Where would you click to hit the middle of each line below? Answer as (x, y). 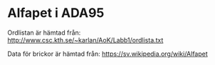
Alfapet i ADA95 (56, 13)
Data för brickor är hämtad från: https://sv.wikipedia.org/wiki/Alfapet (107, 54)
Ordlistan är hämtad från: (44, 32)
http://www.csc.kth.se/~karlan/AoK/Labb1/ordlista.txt (85, 40)
